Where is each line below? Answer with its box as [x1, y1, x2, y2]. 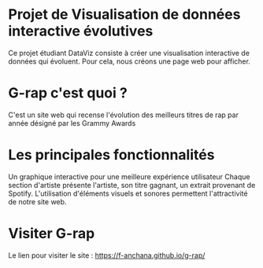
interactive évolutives [8, 22, 154, 40]
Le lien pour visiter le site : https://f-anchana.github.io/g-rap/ [8, 250, 206, 260]
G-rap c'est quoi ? [8, 84, 128, 102]
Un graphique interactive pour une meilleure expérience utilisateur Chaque [8, 171, 250, 182]
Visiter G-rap [8, 225, 95, 242]
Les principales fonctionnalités [8, 146, 215, 164]
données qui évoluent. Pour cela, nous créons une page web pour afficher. [8, 57, 250, 66]
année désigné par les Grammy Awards [8, 118, 136, 127]
